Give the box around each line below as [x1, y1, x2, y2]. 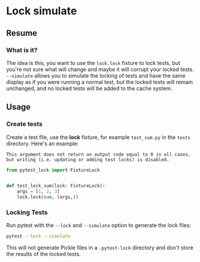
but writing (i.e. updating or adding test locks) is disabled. [6, 156, 170, 162]
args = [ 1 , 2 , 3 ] [17, 189, 60, 195]
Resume [6, 28, 38, 38]
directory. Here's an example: [6, 140, 79, 147]
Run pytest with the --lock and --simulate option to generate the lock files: [6, 222, 192, 229]
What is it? [6, 46, 38, 54]
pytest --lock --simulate [6, 233, 70, 239]
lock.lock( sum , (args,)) [17, 194, 79, 201]
